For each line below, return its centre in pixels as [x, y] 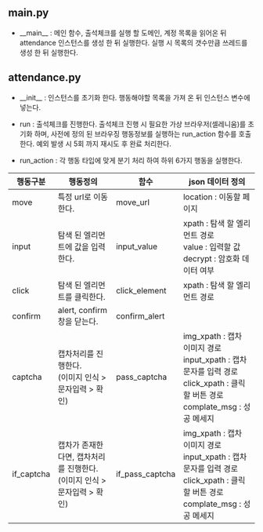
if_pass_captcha [146, 474]
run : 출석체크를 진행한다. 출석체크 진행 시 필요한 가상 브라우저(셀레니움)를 [133, 124]
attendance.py [45, 78]
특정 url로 [74, 197]
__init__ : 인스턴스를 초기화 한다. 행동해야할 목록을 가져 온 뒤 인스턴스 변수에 [135, 97]
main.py [29, 13]
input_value [137, 246]
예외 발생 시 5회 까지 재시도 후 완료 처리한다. [104, 144]
